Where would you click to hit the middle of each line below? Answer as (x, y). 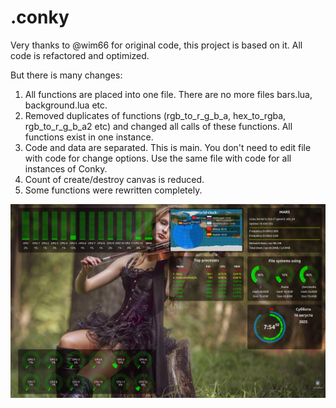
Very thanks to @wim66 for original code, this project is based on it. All (156, 45)
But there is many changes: (66, 75)
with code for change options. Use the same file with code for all (158, 158)
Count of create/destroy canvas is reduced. (114, 179)
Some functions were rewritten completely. (113, 190)
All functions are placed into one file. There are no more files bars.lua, (168, 94)
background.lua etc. (66, 105)
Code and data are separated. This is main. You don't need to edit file (168, 147)
